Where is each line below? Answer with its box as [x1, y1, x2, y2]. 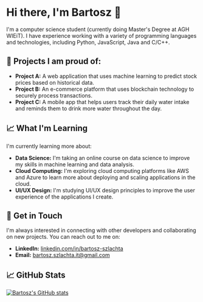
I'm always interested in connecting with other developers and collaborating [6, 226, 196, 234]
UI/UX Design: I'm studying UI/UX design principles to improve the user [15, 186, 196, 194]
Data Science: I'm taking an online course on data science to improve [15, 154, 190, 161]
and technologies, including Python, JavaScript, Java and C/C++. [6, 38, 170, 46]
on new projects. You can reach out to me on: [6, 233, 120, 241]
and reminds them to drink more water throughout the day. [15, 105, 162, 112]
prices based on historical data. [15, 79, 94, 86]
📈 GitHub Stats [6, 270, 66, 280]
